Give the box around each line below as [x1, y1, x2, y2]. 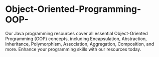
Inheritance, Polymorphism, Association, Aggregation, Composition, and [5, 41, 154, 47]
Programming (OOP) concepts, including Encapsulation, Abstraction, [5, 36, 147, 42]
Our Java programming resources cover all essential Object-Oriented [5, 30, 148, 36]
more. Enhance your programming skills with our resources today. [5, 46, 141, 52]
